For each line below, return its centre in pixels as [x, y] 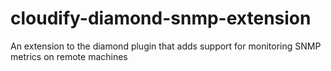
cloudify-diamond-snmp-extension [161, 18]
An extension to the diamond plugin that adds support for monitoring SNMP [166, 46]
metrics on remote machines [69, 56]
